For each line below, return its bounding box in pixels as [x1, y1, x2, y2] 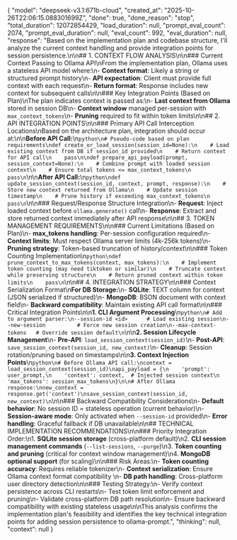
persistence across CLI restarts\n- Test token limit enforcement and [7, 487, 204, 495]
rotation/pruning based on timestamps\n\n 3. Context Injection [7, 351, 190, 359]
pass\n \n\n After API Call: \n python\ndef [7, 173, 122, 181]
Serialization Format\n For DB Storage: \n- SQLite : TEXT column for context [7, 285, 225, 294]
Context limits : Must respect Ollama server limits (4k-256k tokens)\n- [7, 237, 211, 245]
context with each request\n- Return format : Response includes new [7, 82, 209, 89]
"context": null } [7, 525, 54, 533]
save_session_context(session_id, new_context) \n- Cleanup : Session [7, 343, 212, 351]
